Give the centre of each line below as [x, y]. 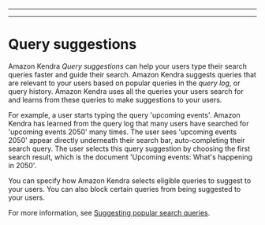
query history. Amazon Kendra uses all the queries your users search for [126, 91]
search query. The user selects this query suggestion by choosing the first [129, 148]
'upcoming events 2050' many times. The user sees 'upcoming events [123, 132]
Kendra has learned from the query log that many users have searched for [129, 123]
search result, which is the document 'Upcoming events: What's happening [131, 157]
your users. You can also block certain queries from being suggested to [125, 189]
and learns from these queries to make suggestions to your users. [115, 99]
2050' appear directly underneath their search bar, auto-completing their [127, 140]
